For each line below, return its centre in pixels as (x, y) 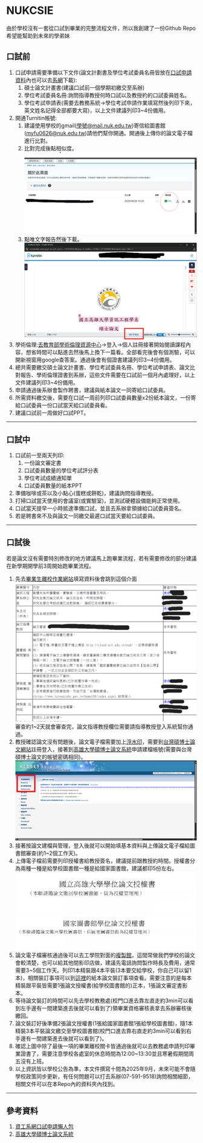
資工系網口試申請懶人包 (44, 1127)
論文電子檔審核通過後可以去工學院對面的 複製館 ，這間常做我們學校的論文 (105, 955)
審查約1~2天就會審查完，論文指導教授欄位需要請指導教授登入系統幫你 (101, 727)
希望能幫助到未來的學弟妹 (38, 35)
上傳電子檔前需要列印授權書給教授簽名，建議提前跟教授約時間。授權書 (102, 861)
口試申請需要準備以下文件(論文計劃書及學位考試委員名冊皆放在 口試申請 (103, 72)
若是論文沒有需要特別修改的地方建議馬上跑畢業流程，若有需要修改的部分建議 (101, 558)
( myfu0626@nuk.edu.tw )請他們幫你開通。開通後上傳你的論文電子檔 (108, 133)
